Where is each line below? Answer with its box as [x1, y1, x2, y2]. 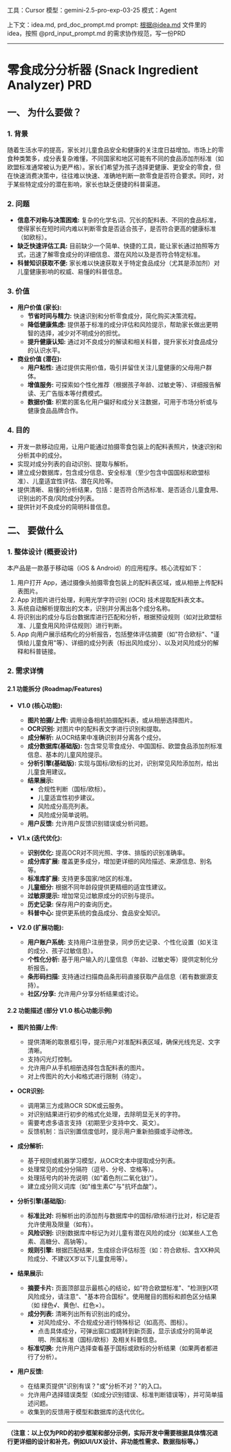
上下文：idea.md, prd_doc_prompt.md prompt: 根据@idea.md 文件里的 [7, 21, 207, 29]
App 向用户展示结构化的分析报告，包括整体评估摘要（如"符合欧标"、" [16, 630, 214, 639]
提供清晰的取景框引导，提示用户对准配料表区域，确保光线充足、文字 [27, 1038, 221, 1046]
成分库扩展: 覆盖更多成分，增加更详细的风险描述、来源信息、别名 [27, 857, 212, 865]
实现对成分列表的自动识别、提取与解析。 [16, 460, 132, 468]
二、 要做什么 [7, 525, 64, 537]
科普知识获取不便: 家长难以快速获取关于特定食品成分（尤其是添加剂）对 [16, 259, 220, 267]
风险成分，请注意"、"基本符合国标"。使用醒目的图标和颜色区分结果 [27, 1292, 217, 1301]
